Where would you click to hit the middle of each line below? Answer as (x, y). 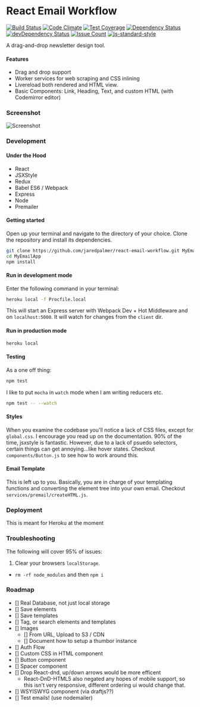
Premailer (26, 207)
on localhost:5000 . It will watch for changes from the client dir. (85, 317)
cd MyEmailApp (24, 256)
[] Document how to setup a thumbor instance (80, 640)
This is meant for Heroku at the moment (55, 523)
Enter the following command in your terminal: (63, 288)
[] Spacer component (41, 666)
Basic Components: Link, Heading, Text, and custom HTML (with (94, 91)
